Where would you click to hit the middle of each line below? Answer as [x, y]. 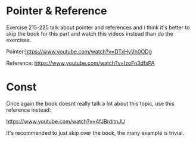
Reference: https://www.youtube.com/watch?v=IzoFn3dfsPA [80, 63]
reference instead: [29, 110]
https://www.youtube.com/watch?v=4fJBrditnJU [66, 121]
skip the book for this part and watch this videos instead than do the [90, 33]
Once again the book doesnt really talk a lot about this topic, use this [90, 103]
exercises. [19, 40]
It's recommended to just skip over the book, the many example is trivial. [95, 132]
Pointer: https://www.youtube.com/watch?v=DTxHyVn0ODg [79, 51]
